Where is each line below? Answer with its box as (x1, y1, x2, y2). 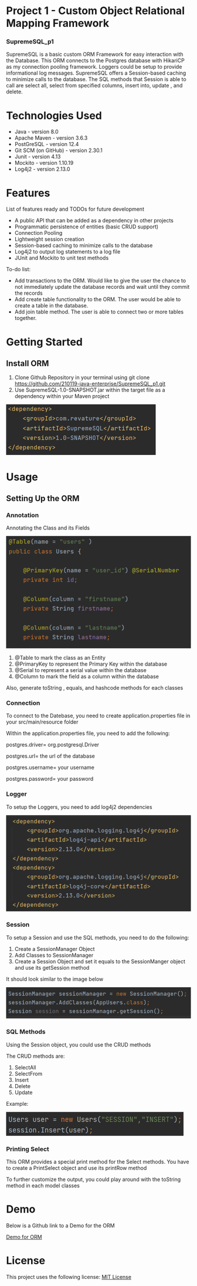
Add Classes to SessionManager (14, 951, 94, 958)
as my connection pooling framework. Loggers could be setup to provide (6, 63, 182, 70)
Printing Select (6, 1145, 50, 1153)
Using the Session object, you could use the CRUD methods (6, 1041, 151, 1048)
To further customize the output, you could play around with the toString (6, 1176, 181, 1183)
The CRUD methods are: (6, 1052, 65, 1059)
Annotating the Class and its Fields (6, 524, 90, 532)
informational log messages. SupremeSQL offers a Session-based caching (6, 69, 186, 77)
